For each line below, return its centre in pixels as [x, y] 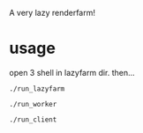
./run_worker [33, 104]
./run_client [33, 119]
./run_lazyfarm [37, 89]
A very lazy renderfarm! [52, 13]
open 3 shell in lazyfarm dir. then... [72, 72]
